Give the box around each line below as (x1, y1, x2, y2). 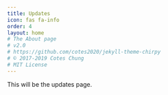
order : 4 (7, 23, 32, 30)
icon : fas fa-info (7, 17, 60, 23)
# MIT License (7, 61, 48, 68)
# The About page (7, 36, 57, 43)
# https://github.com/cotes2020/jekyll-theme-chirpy (7, 49, 161, 56)
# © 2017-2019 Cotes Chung (7, 55, 84, 62)
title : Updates (7, 10, 51, 17)
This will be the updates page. (7, 80, 93, 88)
